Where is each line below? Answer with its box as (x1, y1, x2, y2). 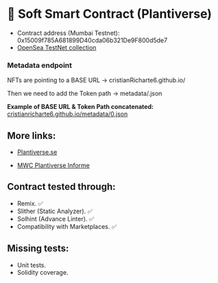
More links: (7, 130, 56, 141)
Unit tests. (16, 260, 47, 269)
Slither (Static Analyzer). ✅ (16, 207, 93, 215)
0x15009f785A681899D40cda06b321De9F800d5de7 (16, 36, 168, 44)
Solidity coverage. (16, 268, 69, 276)
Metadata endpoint (7, 60, 73, 70)
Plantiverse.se (16, 148, 58, 156)
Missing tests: (7, 243, 69, 254)
